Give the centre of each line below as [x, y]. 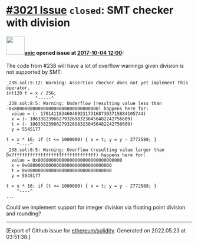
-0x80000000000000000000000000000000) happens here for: [77, 109]
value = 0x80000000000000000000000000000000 [67, 160]
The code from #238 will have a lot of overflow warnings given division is [95, 66]
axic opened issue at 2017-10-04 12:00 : [74, 53]
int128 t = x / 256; [32, 93]
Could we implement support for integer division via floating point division [96, 208]
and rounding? [24, 214]
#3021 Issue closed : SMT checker [90, 10]
